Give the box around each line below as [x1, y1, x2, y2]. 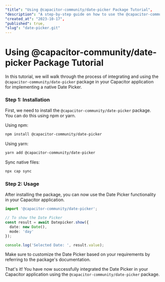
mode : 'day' [9, 229, 34, 234]
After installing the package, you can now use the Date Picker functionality [5, 192, 156, 198]
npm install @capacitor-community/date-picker [5, 132, 102, 137]
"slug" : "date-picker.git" [5, 26, 60, 31]
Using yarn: [5, 141, 28, 147]
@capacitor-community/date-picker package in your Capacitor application [5, 79, 154, 85]
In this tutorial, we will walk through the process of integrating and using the [5, 73, 159, 79]
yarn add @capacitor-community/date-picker [5, 150, 96, 155]
